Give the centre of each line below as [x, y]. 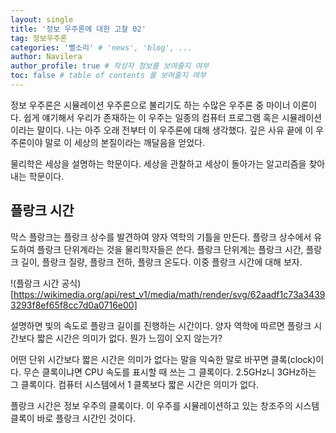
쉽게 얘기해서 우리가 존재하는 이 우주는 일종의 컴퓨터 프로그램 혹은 [151, 117]
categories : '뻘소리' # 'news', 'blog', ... [101, 47]
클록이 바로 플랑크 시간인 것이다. [73, 418]
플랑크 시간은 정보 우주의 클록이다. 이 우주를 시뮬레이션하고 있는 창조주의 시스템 [165, 405]
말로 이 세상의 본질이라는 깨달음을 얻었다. [125, 142]
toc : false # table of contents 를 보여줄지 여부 [108, 76]
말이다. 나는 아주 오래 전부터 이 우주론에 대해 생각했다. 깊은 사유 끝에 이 [175, 130]
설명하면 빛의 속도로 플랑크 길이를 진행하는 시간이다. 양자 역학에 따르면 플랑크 [161, 325]
